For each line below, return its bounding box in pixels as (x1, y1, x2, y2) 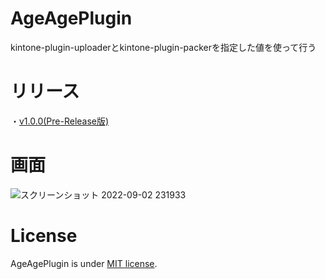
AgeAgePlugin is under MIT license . (10, 257, 158, 269)
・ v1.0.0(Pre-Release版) (10, 115, 110, 127)
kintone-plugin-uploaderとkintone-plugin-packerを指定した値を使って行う (10, 41, 317, 53)
